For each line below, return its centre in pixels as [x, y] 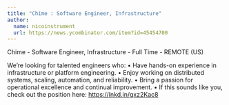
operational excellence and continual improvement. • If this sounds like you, [115, 87]
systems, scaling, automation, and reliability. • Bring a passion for [100, 80]
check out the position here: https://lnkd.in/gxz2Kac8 [83, 95]
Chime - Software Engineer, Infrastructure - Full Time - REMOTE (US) [106, 52]
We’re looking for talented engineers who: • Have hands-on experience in [112, 65]
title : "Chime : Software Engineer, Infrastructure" [84, 13]
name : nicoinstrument [44, 26]
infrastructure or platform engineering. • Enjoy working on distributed [106, 73]
